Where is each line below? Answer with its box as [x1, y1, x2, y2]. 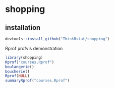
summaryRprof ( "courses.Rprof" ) [5, 78, 70, 83]
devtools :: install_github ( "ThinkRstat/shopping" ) [5, 36, 110, 41]
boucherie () [5, 69, 30, 74]
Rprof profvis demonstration [5, 45, 63, 51]
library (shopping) [5, 55, 43, 60]
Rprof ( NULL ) [5, 74, 30, 79]
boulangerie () [5, 64, 35, 69]
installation [5, 23, 41, 32]
